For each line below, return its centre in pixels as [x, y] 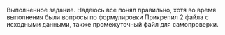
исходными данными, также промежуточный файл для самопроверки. [112, 24]
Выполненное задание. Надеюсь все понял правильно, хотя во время [111, 10]
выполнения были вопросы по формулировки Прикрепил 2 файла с [108, 17]
